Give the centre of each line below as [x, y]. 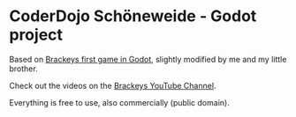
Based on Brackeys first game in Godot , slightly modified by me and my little [148, 59]
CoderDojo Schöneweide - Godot [133, 16]
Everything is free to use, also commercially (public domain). [119, 102]
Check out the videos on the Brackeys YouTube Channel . [113, 85]
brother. [23, 69]
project [36, 35]
